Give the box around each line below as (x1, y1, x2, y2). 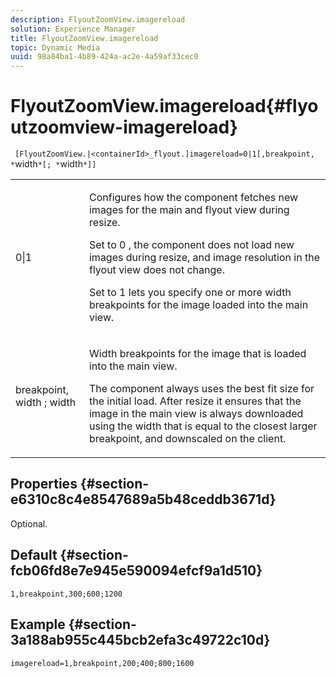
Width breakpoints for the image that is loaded (88, 347, 307, 361)
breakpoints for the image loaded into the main (88, 298, 309, 312)
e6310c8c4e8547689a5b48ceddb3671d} (10, 491, 277, 508)
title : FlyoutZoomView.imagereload (10, 33, 159, 43)
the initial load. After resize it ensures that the (88, 394, 302, 408)
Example (10, 616, 66, 633)
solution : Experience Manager (10, 24, 137, 34)
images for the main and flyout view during (88, 203, 290, 217)
